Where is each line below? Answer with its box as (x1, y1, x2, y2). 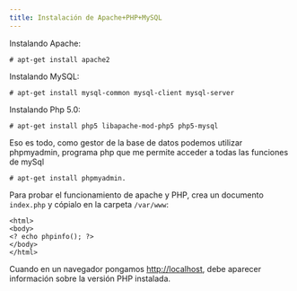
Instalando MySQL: (9, 71, 80, 82)
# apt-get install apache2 (9, 55, 110, 64)
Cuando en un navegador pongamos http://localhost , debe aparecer (9, 263, 262, 274)
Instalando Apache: (9, 38, 82, 48)
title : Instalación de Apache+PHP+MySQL (9, 13, 163, 22)
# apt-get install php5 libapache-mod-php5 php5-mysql (9, 121, 219, 130)
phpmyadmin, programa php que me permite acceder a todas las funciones (9, 146, 289, 157)
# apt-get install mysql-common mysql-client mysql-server (9, 88, 235, 97)
